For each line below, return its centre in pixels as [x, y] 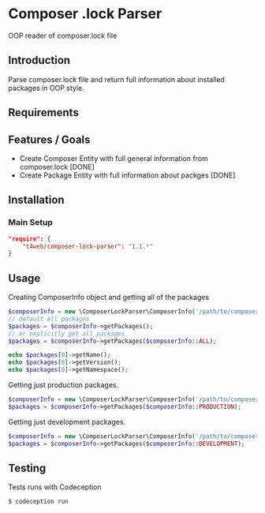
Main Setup [31, 223]
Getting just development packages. [67, 421]
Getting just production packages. [63, 385]
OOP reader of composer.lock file [63, 36]
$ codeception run [38, 502]
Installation [36, 200]
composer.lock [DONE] [57, 167]
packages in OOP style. [46, 88]
